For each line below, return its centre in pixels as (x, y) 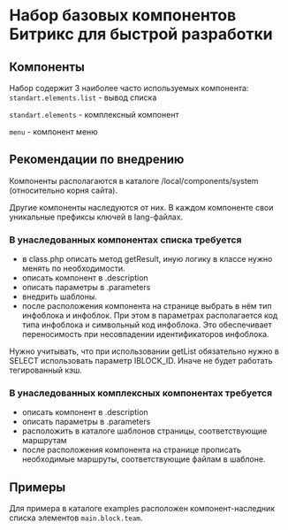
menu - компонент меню (54, 132)
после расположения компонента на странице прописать (131, 450)
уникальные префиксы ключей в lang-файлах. (96, 217)
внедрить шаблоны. (59, 296)
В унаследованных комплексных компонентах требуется (140, 393)
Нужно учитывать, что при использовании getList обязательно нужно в (144, 351)
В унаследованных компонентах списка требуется (125, 240)
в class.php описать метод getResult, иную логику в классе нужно (147, 259)
